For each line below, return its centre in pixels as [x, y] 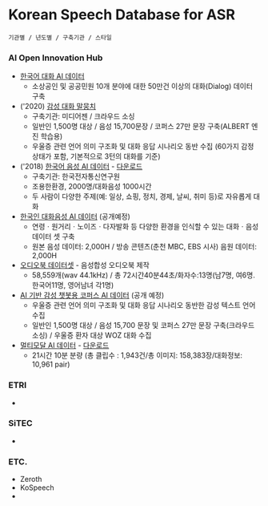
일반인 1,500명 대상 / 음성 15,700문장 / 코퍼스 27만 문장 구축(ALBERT [140, 127]
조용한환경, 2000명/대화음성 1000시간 [92, 187]
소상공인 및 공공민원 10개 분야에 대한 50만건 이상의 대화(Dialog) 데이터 [142, 87]
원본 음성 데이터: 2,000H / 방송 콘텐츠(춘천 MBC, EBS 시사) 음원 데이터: [144, 247]
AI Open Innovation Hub [56, 58]
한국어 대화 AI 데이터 [52, 76]
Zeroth [31, 480]
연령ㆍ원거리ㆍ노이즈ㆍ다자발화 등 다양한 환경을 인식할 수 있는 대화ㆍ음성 [145, 227]
